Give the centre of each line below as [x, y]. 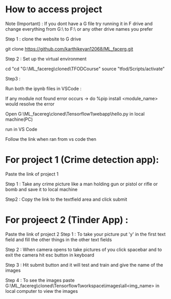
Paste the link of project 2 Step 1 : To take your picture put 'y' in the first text [85, 234]
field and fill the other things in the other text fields [59, 240]
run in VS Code [21, 129]
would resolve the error [30, 104]
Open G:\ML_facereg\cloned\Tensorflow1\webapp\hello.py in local [75, 114]
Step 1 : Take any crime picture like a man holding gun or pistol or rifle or [82, 184]
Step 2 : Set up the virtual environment [46, 59]
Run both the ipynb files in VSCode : [44, 89]
